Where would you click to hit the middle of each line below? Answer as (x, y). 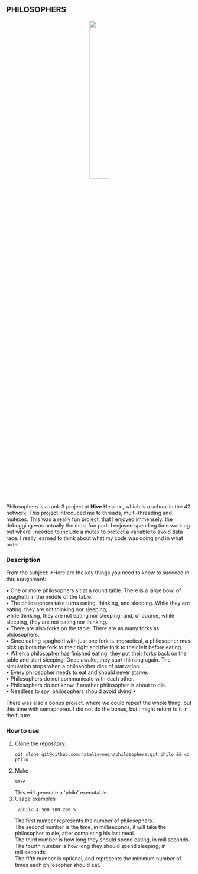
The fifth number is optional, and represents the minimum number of (98, 859)
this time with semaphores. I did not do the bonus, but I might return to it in (97, 709)
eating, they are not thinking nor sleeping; (57, 609)
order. (13, 544)
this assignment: (26, 579)
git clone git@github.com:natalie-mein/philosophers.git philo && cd (102, 755)
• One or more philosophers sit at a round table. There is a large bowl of (94, 590)
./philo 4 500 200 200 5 (45, 810)
